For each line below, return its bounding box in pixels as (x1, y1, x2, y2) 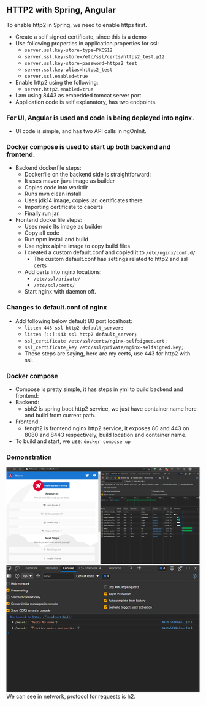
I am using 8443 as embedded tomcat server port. (15, 91, 143, 99)
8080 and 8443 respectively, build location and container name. (24, 431, 187, 438)
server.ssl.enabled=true (24, 73, 88, 79)
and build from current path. (24, 412, 96, 419)
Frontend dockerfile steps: (15, 216, 82, 224)
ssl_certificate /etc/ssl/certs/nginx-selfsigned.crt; (24, 338, 167, 344)
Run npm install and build (24, 236, 89, 243)
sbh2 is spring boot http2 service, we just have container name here (24, 405, 197, 412)
